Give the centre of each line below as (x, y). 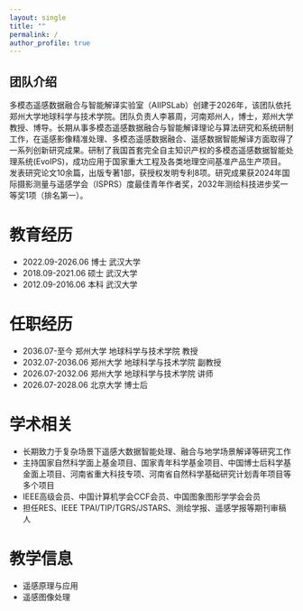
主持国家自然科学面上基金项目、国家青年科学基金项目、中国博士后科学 (153, 462)
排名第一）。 (66, 196)
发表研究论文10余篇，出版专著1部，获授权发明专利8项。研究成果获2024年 (146, 173)
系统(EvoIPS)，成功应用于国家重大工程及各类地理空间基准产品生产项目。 (151, 162)
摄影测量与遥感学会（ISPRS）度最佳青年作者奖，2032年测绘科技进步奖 (149, 184)
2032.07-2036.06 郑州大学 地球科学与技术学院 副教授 (122, 362)
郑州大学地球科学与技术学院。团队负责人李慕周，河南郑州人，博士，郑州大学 (151, 116)
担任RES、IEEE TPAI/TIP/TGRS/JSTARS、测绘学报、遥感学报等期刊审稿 (154, 507)
